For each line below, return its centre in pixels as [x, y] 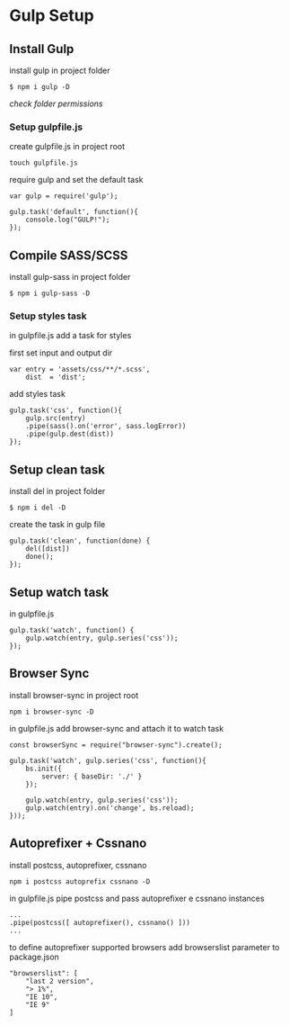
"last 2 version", [60, 981]
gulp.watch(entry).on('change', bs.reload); [110, 808]
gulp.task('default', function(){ [74, 212]
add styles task [37, 394]
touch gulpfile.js [44, 163]
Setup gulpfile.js [46, 127]
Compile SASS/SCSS [69, 255]
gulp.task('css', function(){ [66, 410]
